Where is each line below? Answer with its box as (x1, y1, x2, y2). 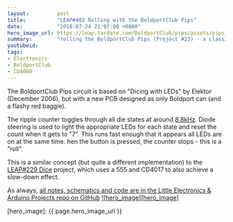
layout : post (7, 10, 70, 17)
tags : (7, 49, 23, 56)
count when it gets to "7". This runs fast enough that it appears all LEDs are (7, 129, 222, 138)
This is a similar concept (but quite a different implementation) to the (7, 158, 203, 166)
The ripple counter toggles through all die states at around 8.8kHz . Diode (7, 115, 216, 123)
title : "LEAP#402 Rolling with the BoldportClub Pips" (7, 17, 197, 24)
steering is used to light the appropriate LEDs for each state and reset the (7, 122, 217, 131)
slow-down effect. (7, 172, 60, 181)
